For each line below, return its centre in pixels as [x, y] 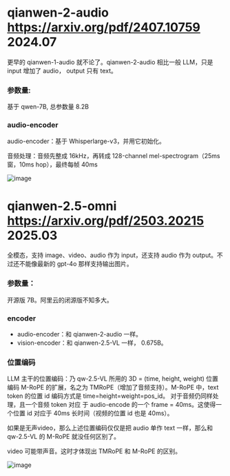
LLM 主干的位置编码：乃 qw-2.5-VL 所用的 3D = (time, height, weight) [106, 379]
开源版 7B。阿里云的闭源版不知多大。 [60, 300]
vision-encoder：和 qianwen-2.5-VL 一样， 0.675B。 [92, 343]
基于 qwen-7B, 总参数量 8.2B [48, 107]
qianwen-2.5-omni [62, 206]
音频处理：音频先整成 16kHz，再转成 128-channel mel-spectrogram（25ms [114, 155]
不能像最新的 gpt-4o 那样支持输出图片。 [76, 264]
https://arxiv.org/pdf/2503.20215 [106, 221]
